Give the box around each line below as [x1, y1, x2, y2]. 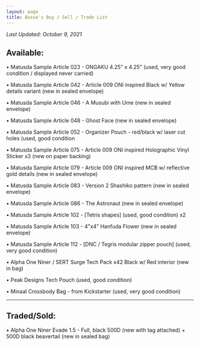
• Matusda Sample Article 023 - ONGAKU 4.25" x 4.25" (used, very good [6, 64, 186, 71]
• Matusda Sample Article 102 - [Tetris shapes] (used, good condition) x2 [6, 212, 186, 219]
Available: [6, 48, 44, 58]
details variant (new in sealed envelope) [6, 87, 104, 95]
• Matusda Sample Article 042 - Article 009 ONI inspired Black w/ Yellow [6, 81, 185, 89]
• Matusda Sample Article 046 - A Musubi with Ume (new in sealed [6, 99, 171, 106]
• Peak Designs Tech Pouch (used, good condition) [6, 276, 132, 284]
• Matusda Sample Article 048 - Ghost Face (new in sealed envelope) [6, 117, 177, 124]
